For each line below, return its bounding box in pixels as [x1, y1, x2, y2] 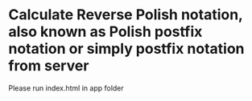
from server [8, 57, 89, 75]
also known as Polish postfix [8, 22, 203, 41]
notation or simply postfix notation [8, 40, 245, 58]
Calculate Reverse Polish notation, [8, 6, 243, 24]
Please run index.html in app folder [8, 83, 125, 93]
